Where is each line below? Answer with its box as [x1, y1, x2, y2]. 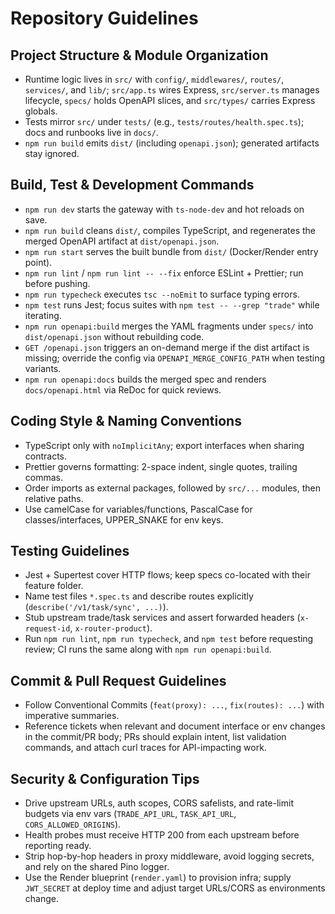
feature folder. [24, 580, 84, 592]
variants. [24, 362, 62, 374]
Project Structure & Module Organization [10, 47, 269, 64]
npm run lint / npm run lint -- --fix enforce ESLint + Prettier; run [24, 267, 304, 279]
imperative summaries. [24, 710, 120, 722]
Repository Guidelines [10, 7, 199, 30]
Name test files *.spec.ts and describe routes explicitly [24, 590, 254, 602]
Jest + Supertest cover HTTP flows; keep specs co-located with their [24, 569, 311, 581]
